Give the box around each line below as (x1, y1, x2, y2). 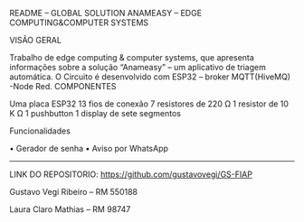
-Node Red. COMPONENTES (9, 81, 117, 91)
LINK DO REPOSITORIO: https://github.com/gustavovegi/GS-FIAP (9, 169, 253, 180)
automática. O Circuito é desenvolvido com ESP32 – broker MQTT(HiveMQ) (9, 71, 291, 82)
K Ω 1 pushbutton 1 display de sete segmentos (9, 108, 181, 118)
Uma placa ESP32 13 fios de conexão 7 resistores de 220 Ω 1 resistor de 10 (9, 98, 290, 109)
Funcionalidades (9, 125, 71, 136)
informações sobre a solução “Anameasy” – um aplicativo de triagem (9, 62, 267, 72)
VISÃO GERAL (9, 35, 62, 45)
